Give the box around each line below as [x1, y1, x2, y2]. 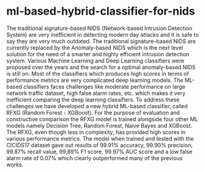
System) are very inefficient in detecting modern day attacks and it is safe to [6, 31, 199, 38]
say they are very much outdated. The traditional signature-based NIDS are [6, 37, 196, 45]
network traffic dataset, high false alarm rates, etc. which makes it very [6, 89, 185, 97]
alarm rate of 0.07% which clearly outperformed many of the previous [6, 154, 183, 161]
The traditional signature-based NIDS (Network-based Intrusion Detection [6, 24, 193, 32]
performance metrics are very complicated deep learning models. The [6, 76, 184, 84]
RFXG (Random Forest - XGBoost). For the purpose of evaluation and [6, 109, 181, 116]
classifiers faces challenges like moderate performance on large [23, 83, 185, 90]
